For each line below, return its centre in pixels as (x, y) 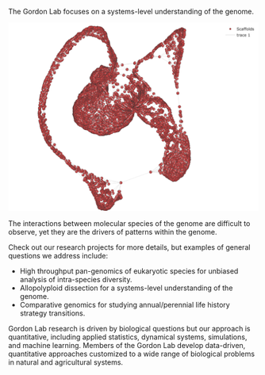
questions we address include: (58, 256)
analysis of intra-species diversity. (76, 280)
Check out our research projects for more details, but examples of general (129, 247)
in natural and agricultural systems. (66, 362)
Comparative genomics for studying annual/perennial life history (125, 305)
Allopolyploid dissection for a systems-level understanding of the (126, 288)
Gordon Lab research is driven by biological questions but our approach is (129, 329)
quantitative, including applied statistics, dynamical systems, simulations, (128, 337)
